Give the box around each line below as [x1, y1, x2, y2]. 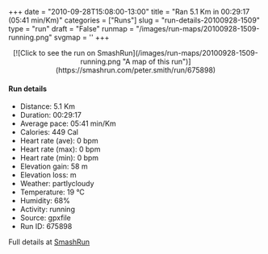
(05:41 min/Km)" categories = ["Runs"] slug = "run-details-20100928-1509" [8, 15, 261, 25]
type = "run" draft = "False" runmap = [8, 24, 135, 33]
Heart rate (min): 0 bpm [19, 153, 99, 163]
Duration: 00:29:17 [19, 110, 82, 120]
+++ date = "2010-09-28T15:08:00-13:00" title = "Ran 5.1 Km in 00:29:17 [8, 7, 250, 16]
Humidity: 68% [19, 196, 70, 206]
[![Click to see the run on [13, 48, 96, 57]
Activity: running [19, 205, 75, 214]
